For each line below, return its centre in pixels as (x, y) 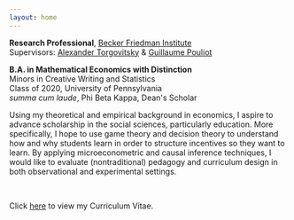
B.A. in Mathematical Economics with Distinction (101, 69)
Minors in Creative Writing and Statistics (82, 79)
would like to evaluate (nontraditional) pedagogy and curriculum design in (143, 161)
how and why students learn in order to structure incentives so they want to (147, 143)
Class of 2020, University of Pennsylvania (85, 88)
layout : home (33, 17)
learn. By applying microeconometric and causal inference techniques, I (140, 153)
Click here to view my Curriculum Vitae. (81, 206)
